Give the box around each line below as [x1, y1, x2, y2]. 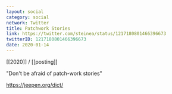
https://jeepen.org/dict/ [6, 81, 64, 88]
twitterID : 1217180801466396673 [6, 36, 86, 42]
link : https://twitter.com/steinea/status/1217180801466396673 [6, 31, 167, 37]
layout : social [6, 8, 44, 15]
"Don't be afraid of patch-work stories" [6, 70, 102, 77]
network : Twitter [6, 20, 49, 26]
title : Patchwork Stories [6, 25, 70, 32]
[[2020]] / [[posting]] [6, 58, 58, 65]
